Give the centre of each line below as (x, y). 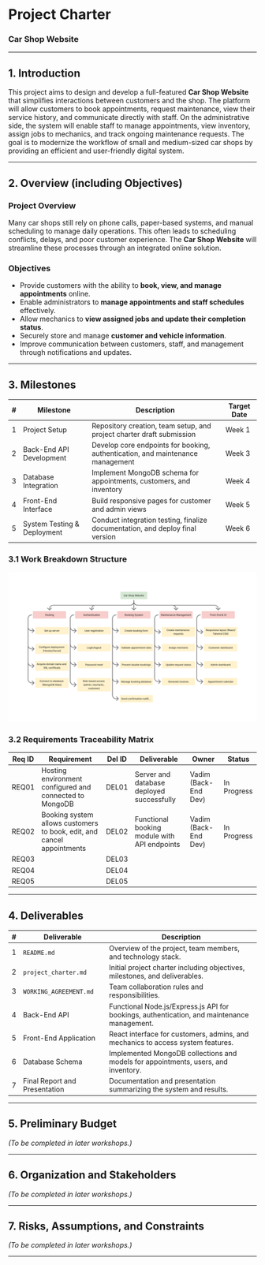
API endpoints (157, 844)
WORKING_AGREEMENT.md (59, 991)
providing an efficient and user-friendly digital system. (96, 151)
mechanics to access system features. (172, 1042)
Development (45, 457)
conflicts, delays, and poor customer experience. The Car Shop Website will (132, 239)
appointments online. (55, 294)
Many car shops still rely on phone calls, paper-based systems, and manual (131, 222)
